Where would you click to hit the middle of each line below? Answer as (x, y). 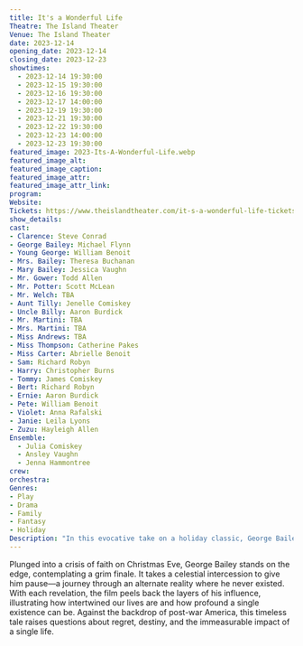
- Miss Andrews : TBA (48, 337)
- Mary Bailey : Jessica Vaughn (68, 270)
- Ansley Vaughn (48, 454)
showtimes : (30, 69)
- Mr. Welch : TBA (42, 295)
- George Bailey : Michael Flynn (70, 245)
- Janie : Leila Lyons (50, 421)
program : (26, 194)
